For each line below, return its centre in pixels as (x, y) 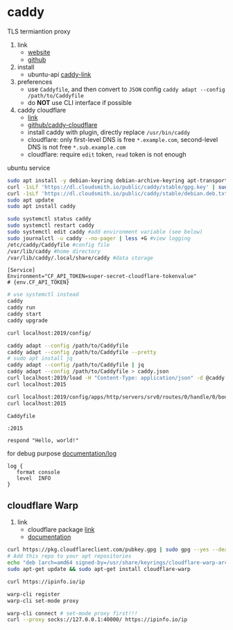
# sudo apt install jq (40, 359)
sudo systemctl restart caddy (51, 226)
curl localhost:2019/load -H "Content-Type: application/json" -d (105, 378)
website (39, 52)
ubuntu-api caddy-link (59, 74)
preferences (35, 81)
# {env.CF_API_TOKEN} (38, 282)
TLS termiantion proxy (39, 31)
